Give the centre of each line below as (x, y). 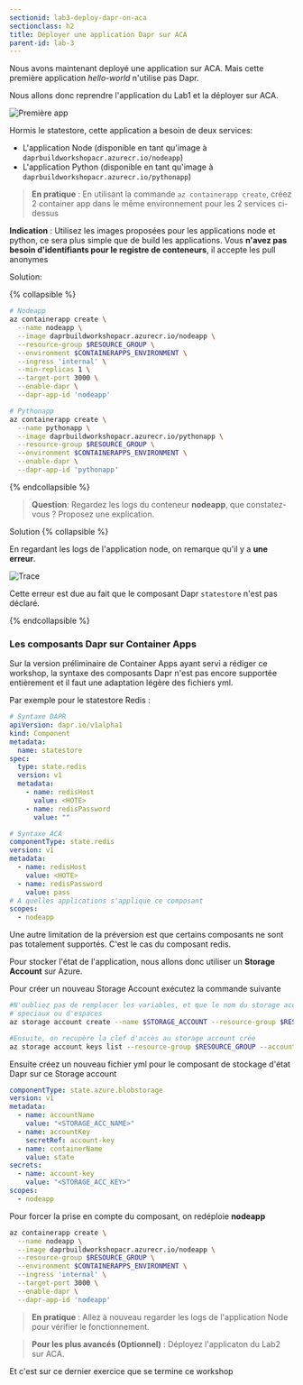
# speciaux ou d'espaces (56, 1014)
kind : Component (40, 733)
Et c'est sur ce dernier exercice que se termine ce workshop (121, 1371)
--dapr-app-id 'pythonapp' (68, 470)
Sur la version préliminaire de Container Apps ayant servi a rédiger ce (138, 664)
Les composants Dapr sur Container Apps (103, 644)
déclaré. (25, 603)
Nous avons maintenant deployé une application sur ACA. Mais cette (137, 69)
